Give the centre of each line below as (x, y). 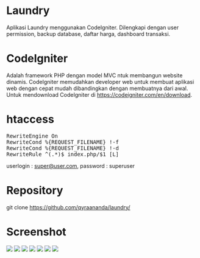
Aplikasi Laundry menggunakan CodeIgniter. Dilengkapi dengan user (92, 27)
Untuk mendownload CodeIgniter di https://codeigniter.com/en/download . (99, 94)
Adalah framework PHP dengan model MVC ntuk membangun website (95, 75)
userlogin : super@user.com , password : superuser (71, 166)
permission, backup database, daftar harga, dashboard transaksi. (88, 33)
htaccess (30, 120)
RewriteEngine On (32, 136)
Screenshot (36, 232)
